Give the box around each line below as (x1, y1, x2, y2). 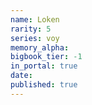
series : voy (10, 33, 60, 43)
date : (10, 71, 33, 81)
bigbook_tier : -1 (10, 52, 83, 62)
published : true (10, 80, 78, 90)
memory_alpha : (10, 42, 70, 53)
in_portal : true (10, 61, 78, 71)
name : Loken (10, 14, 60, 25)
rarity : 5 (10, 24, 52, 34)
